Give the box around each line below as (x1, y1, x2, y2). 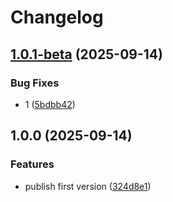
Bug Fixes (10, 76, 60, 90)
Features (10, 157, 55, 171)
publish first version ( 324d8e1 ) (24, 180, 152, 192)
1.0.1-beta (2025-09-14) (10, 46, 163, 63)
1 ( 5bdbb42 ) (24, 98, 76, 110)
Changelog (10, 6, 104, 29)
